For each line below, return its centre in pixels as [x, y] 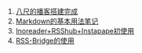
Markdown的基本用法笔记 [57, 21]
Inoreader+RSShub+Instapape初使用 [75, 31]
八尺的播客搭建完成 [47, 11]
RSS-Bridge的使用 [45, 41]
